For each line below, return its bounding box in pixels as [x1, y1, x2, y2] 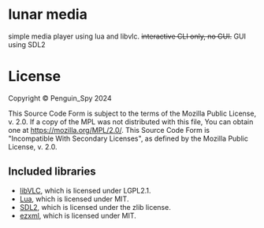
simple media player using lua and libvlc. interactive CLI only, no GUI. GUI [8, 31, 247, 41]
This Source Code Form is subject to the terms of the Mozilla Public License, [8, 108, 257, 118]
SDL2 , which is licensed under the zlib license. [19, 202, 171, 211]
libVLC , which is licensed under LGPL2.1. [19, 186, 151, 195]
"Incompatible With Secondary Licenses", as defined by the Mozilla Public [8, 134, 248, 143]
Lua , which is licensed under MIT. [19, 194, 129, 204]
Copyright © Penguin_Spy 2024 [8, 93, 112, 103]
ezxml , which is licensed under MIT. [19, 211, 136, 220]
